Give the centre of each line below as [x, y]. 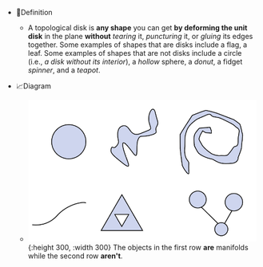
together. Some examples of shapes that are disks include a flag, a [137, 45]
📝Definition [34, 12]
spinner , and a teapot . [64, 70]
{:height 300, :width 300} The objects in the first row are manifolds [138, 247]
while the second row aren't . [75, 256]
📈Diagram [34, 86]
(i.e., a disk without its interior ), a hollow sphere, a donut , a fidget [135, 61]
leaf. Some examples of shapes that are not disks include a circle [135, 53]
